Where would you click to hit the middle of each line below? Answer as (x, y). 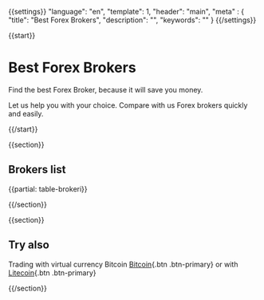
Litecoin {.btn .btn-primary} (53, 272)
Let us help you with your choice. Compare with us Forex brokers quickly (128, 105)
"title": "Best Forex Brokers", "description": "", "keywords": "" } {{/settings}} (132, 20)
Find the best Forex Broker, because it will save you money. (106, 89)
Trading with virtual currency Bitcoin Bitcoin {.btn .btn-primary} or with (123, 264)
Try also (29, 245)
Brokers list (37, 170)
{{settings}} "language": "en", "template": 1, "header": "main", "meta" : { (126, 12)
